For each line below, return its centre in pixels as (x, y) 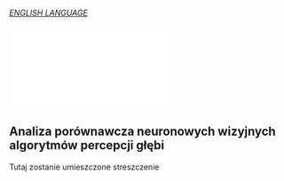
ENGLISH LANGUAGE (49, 13)
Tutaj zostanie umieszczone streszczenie (84, 167)
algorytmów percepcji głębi (87, 146)
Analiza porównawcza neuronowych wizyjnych (143, 132)
